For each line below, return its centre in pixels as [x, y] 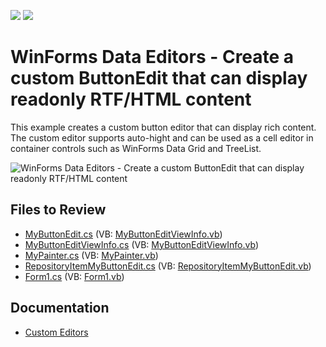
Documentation [60, 308]
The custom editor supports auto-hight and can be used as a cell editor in [162, 137]
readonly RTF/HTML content [131, 99]
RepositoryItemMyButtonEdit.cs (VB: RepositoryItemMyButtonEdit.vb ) [168, 266]
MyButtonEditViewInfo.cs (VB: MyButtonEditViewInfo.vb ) [141, 244]
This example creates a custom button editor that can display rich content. [163, 127]
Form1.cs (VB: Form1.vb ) [74, 276]
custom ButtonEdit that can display [159, 78]
